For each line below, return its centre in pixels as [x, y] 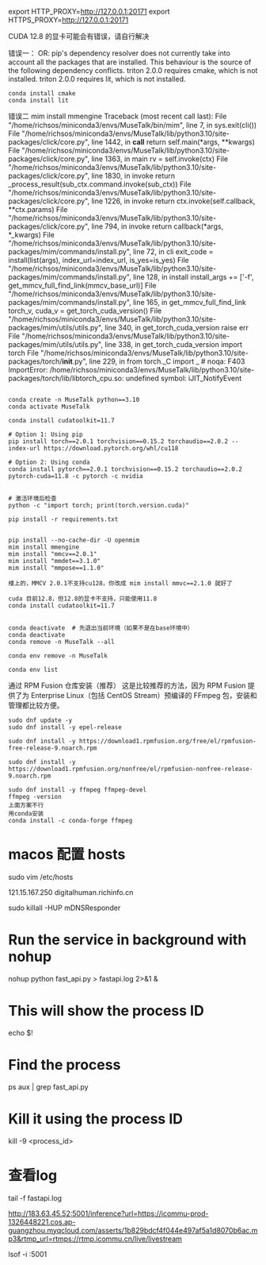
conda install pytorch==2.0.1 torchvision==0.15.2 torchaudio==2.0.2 [125, 469]
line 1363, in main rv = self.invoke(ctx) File [160, 159]
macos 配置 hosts [67, 855]
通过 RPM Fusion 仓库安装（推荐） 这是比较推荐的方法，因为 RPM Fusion [127, 685]
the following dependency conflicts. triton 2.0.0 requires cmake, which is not [133, 70]
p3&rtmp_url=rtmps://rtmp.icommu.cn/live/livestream [95, 1239]
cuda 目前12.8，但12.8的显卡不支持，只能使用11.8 [83, 599]
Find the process [65, 1065]
